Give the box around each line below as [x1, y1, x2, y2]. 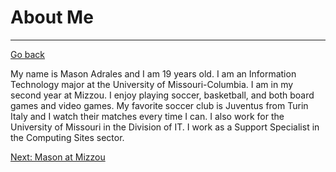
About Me [10, 6, 94, 29]
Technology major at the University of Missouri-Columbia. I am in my [10, 78, 294, 90]
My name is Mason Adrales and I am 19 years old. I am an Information [10, 67, 297, 80]
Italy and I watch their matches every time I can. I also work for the [10, 110, 285, 122]
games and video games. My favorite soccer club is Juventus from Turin [10, 99, 309, 111]
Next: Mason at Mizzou [10, 151, 106, 163]
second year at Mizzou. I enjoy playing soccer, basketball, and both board [10, 89, 315, 101]
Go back [10, 48, 46, 60]
